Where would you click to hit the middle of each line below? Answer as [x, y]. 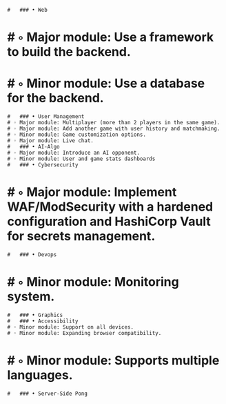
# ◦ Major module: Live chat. [51, 141]
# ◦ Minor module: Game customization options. [77, 135]
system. [31, 297]
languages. [40, 375]
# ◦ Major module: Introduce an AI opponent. [73, 153]
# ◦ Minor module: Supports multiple [113, 361]
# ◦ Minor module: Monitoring [93, 282]
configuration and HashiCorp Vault [109, 222]
